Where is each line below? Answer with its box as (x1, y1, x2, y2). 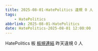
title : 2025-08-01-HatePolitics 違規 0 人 (5, 7, 93, 12)
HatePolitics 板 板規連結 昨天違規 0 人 (5, 40, 83, 46)
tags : (5, 12, 17, 17)
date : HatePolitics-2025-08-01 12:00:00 (5, 26, 91, 31)
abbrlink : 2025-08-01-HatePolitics (5, 21, 80, 26)
